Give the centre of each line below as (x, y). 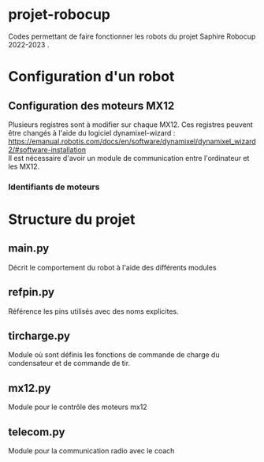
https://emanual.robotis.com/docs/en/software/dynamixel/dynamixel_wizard (132, 141)
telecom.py (37, 432)
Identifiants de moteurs (54, 187)
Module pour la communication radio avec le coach (91, 451)
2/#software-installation (47, 149)
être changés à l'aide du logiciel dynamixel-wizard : (92, 132)
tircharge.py (39, 336)
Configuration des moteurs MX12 (91, 105)
